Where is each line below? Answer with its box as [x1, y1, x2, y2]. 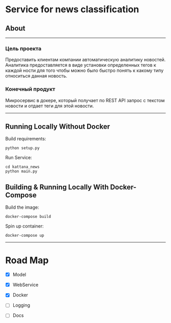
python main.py [5, 169, 38, 174]
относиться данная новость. [5, 73, 68, 79]
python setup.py [5, 145, 40, 151]
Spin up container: [5, 223, 44, 229]
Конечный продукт [5, 86, 55, 93]
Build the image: [5, 204, 39, 210]
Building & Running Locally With [5, 183, 109, 191]
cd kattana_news [5, 164, 40, 169]
